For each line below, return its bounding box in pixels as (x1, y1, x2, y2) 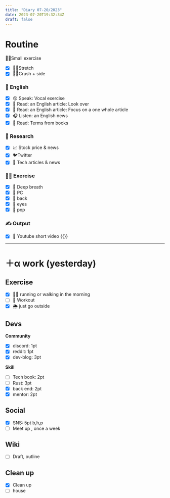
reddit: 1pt (12, 348, 34, 355)
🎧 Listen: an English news (12, 112, 68, 119)
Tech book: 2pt (12, 374, 45, 380)
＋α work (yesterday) (5, 258, 96, 269)
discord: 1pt (12, 343, 37, 349)
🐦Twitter (12, 152, 32, 158)
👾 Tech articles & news (12, 160, 61, 166)
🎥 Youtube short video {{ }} (12, 233, 68, 239)
